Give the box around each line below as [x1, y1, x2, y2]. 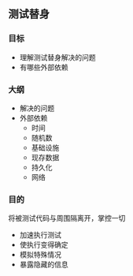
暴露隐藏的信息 [19, 259, 68, 270]
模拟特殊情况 [19, 250, 61, 259]
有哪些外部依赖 [19, 62, 68, 72]
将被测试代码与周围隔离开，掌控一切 [8, 214, 126, 223]
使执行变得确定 [19, 240, 68, 250]
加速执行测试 [19, 230, 61, 240]
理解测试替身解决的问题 [19, 52, 96, 62]
